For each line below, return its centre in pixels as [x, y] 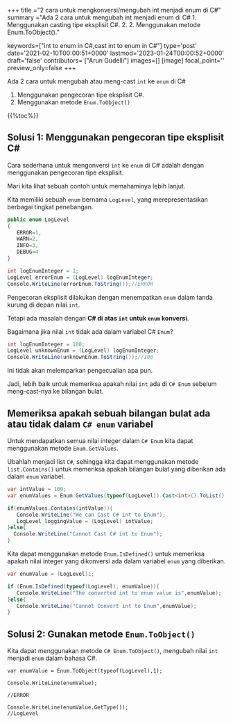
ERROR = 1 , [29, 232]
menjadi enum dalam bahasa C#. [52, 658]
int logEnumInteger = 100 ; [46, 344]
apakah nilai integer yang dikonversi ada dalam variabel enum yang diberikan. [116, 561]
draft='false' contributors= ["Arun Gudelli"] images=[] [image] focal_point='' [116, 61]
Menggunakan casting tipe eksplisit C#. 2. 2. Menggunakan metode [104, 25]
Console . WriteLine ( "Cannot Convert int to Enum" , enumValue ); [106, 606]
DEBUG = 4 [27, 252]
